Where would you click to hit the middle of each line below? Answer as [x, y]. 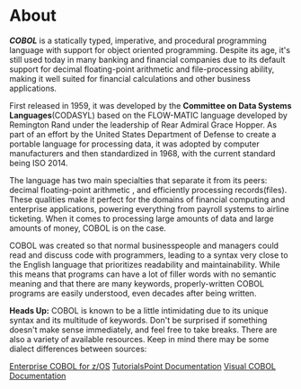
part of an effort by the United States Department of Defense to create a [143, 134]
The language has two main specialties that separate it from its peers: [138, 180]
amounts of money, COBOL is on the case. [88, 228]
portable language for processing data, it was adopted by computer [134, 144]
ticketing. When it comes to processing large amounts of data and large [142, 218]
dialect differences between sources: [78, 349]
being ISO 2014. [39, 163]
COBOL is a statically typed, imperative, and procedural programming [138, 40]
